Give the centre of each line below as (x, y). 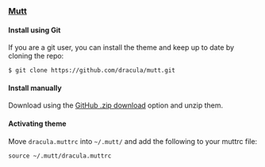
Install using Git (35, 30)
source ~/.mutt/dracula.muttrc (60, 156)
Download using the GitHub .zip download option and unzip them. (116, 105)
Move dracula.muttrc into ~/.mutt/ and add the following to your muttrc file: (133, 141)
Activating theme (37, 123)
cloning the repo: (36, 56)
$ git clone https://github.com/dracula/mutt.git (92, 70)
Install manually (35, 88)
